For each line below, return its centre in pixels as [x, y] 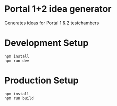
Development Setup [47, 43]
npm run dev [17, 61]
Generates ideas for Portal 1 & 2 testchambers [52, 23]
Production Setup [42, 81]
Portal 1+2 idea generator [58, 9]
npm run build [19, 98]
